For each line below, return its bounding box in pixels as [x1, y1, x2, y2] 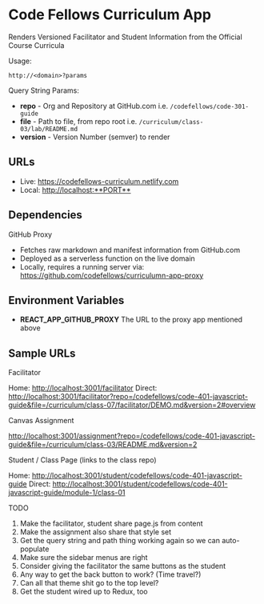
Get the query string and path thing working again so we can [19, 536, 220, 546]
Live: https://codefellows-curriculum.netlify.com [19, 176, 179, 186]
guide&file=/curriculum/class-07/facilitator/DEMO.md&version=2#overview [8, 400, 256, 410]
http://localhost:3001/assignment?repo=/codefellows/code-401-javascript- [8, 431, 256, 441]
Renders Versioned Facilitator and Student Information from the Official [8, 32, 242, 42]
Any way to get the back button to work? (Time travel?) [19, 570, 202, 579]
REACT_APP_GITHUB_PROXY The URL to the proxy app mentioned [19, 314, 242, 325]
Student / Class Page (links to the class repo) [8, 455, 158, 465]
